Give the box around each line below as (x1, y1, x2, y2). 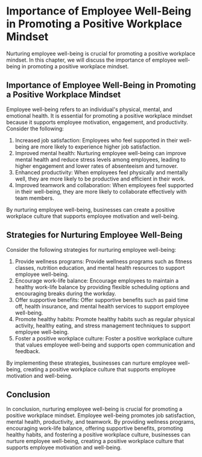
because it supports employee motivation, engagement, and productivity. (6, 118, 188, 126)
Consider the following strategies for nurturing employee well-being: (6, 246, 177, 253)
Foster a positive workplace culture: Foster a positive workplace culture (14, 334, 193, 342)
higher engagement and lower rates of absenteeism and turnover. (14, 162, 178, 170)
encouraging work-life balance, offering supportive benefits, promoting (6, 424, 183, 432)
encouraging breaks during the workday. (14, 290, 116, 297)
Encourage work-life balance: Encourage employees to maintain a (14, 276, 179, 284)
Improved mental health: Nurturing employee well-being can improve (14, 149, 187, 156)
